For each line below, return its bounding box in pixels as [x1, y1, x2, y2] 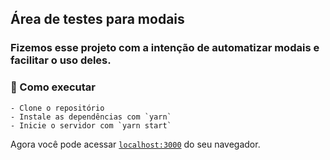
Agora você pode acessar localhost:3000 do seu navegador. [10, 138, 261, 150]
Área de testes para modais [10, 11, 185, 28]
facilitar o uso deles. [10, 53, 112, 67]
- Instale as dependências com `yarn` [10, 112, 172, 122]
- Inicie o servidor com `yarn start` [10, 120, 172, 131]
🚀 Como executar [10, 80, 96, 94]
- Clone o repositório [10, 103, 105, 113]
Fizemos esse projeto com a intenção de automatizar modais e [10, 41, 320, 55]
